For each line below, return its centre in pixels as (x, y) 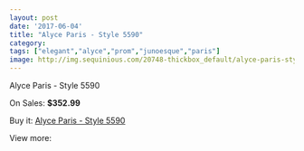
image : (22, 60)
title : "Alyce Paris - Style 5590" (76, 34)
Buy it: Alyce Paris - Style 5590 (67, 120)
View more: (31, 138)
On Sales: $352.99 (45, 103)
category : (28, 43)
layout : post (34, 18)
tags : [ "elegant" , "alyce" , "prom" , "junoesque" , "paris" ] (115, 52)
